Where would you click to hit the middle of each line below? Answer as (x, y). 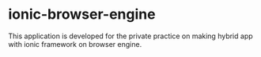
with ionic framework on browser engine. (75, 44)
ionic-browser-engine (82, 14)
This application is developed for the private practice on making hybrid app (130, 36)
